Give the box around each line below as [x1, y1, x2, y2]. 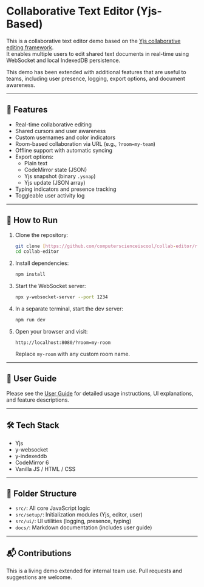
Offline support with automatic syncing [15, 146, 113, 154]
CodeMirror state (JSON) [24, 166, 87, 173]
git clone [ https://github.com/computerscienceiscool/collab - [15, 243, 176, 249]
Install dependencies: [15, 259, 69, 267]
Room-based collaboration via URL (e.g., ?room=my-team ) [15, 140, 156, 147]
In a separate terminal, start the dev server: [15, 305, 123, 312]
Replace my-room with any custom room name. [15, 350, 131, 357]
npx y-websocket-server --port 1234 [15, 294, 108, 300]
